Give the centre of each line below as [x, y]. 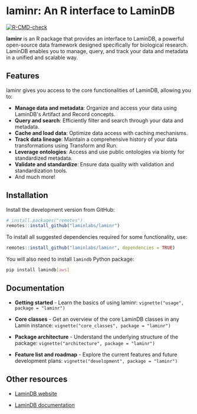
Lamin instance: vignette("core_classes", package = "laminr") [93, 325]
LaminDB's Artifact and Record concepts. [65, 114]
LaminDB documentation [45, 405]
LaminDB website [36, 393]
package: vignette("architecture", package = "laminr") [85, 343]
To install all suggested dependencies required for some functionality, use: [97, 237]
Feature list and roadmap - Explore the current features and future [96, 354]
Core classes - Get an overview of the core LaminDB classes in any [97, 319]
